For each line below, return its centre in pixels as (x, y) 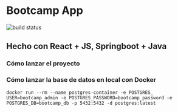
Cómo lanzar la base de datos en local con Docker (81, 80)
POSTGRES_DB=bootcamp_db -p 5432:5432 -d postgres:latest (81, 103)
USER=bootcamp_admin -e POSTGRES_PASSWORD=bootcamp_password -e (89, 97)
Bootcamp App (45, 11)
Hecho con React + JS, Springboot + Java (87, 46)
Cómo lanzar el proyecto (43, 64)
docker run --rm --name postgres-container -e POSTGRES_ (80, 92)
